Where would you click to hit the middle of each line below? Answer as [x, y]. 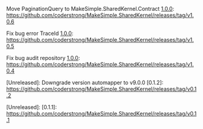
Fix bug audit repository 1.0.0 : [43, 58]
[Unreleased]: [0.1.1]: [32, 107]
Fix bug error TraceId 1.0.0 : [40, 33]
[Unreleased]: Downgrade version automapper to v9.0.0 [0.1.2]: [85, 82]
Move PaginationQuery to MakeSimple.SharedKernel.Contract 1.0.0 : [90, 9]
